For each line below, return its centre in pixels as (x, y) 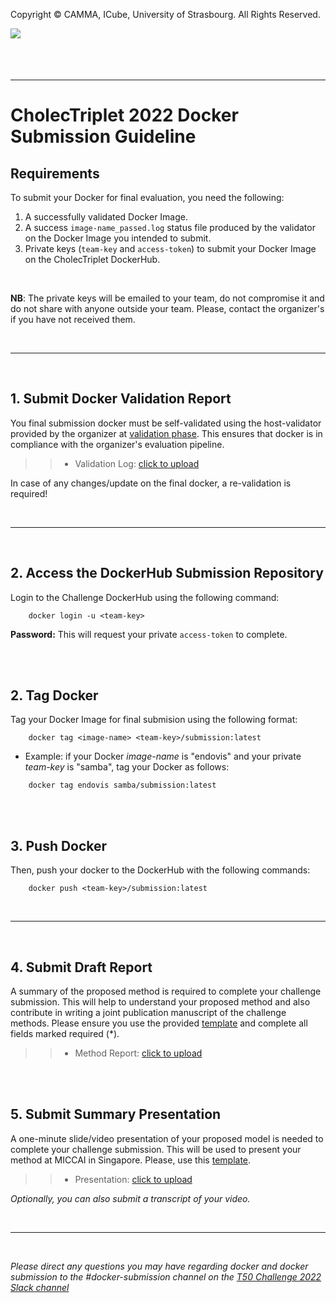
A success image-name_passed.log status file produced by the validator (170, 227)
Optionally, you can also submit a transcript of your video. (130, 1198)
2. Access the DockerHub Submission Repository (167, 573)
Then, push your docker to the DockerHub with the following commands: (160, 870)
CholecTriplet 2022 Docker (124, 115)
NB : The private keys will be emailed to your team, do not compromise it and (167, 298)
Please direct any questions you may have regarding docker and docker (159, 1266)
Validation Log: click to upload (137, 463)
